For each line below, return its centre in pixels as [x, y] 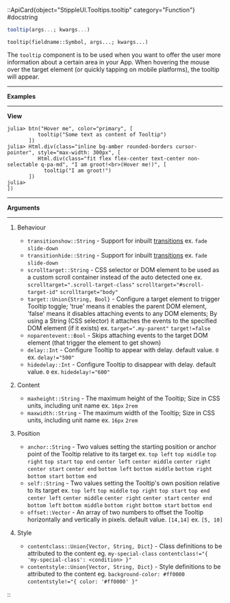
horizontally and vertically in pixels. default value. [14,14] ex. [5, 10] [125, 519]
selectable [23, 164]
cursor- [186, 147]
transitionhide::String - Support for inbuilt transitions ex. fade [117, 255]
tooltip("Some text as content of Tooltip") [102, 134]
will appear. [23, 76]
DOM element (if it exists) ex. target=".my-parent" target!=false [119, 328]
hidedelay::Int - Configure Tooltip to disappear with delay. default [122, 364]
